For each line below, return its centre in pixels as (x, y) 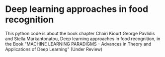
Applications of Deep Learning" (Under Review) (54, 49)
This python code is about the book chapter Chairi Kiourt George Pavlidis (80, 33)
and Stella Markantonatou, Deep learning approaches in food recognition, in (83, 39)
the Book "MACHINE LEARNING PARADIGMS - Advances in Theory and (78, 44)
